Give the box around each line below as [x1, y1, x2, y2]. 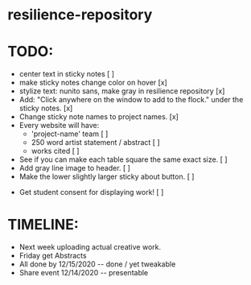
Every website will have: [19, 121, 100, 130]
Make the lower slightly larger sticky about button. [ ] [19, 171, 195, 182]
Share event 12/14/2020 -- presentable [19, 268, 149, 278]
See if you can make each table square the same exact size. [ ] [19, 155, 228, 164]
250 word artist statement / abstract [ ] [31, 138, 160, 147]
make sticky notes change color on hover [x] [19, 78, 168, 88]
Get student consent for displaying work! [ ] [19, 188, 164, 197]
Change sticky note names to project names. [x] [19, 112, 179, 122]
